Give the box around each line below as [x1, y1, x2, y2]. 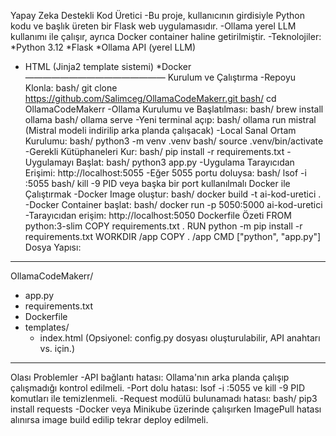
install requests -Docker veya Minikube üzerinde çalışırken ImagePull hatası [10, 403, 322, 415]
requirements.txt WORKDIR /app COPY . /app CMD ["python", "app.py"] [24, 231, 322, 242]
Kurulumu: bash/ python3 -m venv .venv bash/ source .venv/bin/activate [24, 135, 324, 147]
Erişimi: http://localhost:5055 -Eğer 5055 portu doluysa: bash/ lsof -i [24, 167, 307, 179]
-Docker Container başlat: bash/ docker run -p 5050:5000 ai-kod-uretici [24, 199, 323, 210]
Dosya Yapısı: [24, 241, 82, 253]
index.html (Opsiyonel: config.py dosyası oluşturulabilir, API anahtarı [39, 332, 321, 344]
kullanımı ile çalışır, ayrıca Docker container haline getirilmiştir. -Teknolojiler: [10, 31, 322, 42]
